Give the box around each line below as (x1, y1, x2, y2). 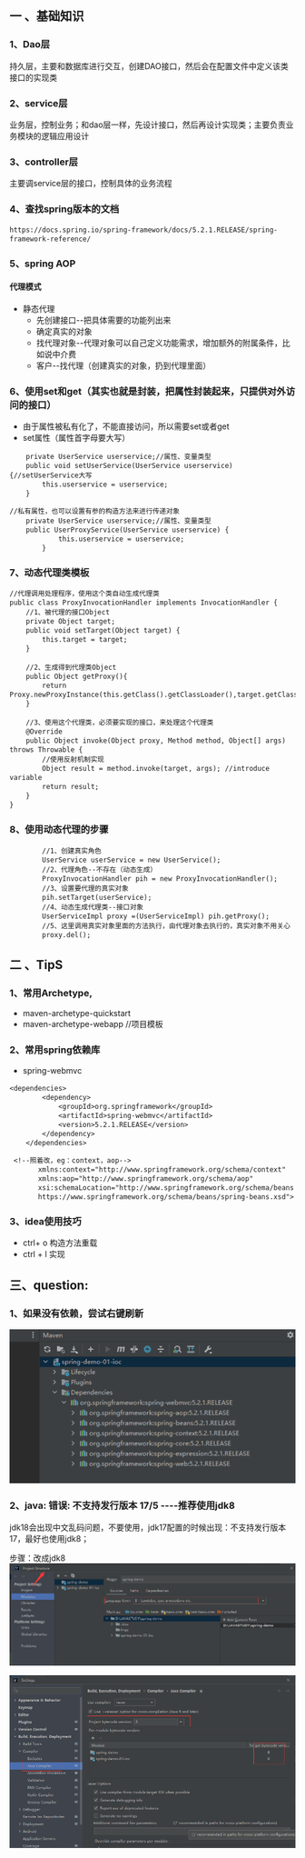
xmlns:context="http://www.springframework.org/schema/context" (37, 1164, 286, 1174)
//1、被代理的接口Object (25, 608, 111, 617)
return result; (42, 783, 100, 792)
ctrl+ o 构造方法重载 (22, 1237, 98, 1248)
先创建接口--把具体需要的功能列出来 (35, 315, 172, 325)
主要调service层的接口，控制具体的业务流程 (9, 178, 172, 189)
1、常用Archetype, (9, 986, 93, 999)
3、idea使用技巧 (9, 1214, 82, 1227)
